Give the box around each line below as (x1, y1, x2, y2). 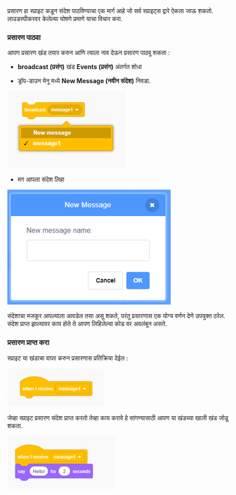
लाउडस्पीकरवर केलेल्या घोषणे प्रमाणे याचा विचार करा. (7, 15, 123, 23)
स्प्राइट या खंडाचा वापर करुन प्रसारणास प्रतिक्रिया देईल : (7, 353, 129, 362)
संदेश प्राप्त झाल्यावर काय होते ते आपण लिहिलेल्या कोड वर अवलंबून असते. (7, 320, 167, 328)
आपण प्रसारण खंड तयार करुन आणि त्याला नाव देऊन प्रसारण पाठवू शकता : (7, 49, 170, 57)
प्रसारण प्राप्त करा (7, 338, 50, 348)
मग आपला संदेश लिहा (17, 175, 65, 184)
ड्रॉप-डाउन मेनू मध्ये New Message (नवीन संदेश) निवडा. (17, 77, 151, 85)
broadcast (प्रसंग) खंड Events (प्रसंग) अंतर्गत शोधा (17, 63, 143, 71)
